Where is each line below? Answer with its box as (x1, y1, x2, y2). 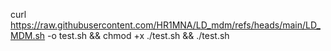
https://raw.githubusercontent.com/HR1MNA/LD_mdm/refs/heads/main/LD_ (10, 19, 321, 31)
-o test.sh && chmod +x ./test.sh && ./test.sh (47, 30, 230, 41)
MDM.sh (10, 30, 46, 41)
